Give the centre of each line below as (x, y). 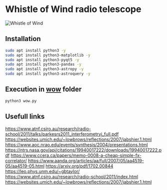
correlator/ (16, 160)
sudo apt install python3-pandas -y (43, 64)
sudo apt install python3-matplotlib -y (48, 55)
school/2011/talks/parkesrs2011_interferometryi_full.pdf (62, 134)
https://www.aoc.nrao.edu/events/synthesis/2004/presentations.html (77, 144)
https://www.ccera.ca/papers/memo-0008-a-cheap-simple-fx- (76, 155)
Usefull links (25, 117)
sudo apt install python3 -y (35, 50)
